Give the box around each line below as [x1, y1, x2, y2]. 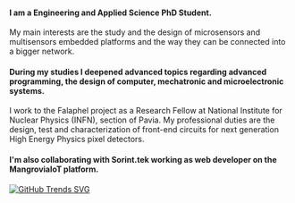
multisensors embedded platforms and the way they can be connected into [9, 37, 286, 47]
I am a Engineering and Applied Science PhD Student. [9, 7, 212, 18]
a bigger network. [9, 46, 75, 57]
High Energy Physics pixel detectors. [9, 134, 145, 145]
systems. [9, 85, 45, 96]
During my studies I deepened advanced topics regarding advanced [9, 66, 267, 77]
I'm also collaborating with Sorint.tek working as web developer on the [9, 155, 277, 165]
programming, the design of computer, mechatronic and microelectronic [9, 76, 284, 87]
